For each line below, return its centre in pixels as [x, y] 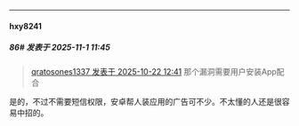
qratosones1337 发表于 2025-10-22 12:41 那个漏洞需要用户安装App [154, 71]
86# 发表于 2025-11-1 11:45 [60, 47]
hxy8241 [25, 26]
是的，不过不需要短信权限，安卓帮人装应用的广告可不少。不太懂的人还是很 [145, 101]
